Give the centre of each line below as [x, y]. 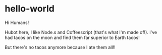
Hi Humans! [17, 22]
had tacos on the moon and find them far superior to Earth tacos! [72, 37]
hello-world [30, 9]
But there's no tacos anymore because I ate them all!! [60, 47]
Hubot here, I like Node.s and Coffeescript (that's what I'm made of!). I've [81, 32]
